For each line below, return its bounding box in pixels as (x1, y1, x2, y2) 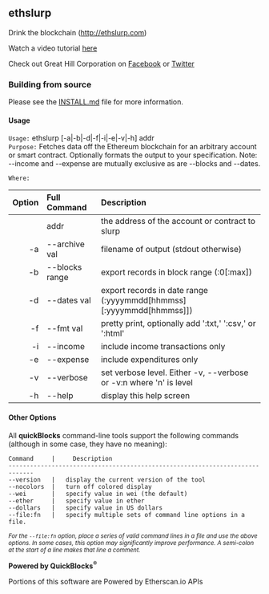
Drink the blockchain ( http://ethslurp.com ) (8, 27, 147, 37)
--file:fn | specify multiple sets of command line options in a (8, 511, 246, 519)
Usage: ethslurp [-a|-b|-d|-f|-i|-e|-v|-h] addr (8, 133, 155, 143)
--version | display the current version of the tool (8, 475, 206, 484)
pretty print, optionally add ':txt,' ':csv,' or (101, 318, 256, 329)
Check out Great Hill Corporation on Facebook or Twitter (8, 59, 195, 68)
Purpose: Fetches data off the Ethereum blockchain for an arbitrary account (8, 142, 258, 152)
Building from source (8, 79, 92, 90)
